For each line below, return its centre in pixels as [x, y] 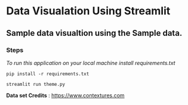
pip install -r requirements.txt [48, 74]
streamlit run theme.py [36, 84]
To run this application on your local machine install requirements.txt [91, 63]
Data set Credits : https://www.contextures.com [65, 95]
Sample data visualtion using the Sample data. [94, 33]
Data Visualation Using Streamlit [88, 11]
